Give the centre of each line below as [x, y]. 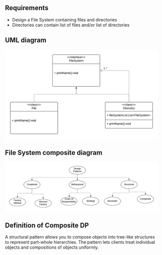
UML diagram [26, 40]
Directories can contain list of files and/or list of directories [71, 25]
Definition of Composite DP [47, 225]
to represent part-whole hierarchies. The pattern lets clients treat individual [80, 242]
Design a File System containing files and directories [65, 19]
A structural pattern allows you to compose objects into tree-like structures [80, 237]
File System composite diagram [54, 153]
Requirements [27, 8]
